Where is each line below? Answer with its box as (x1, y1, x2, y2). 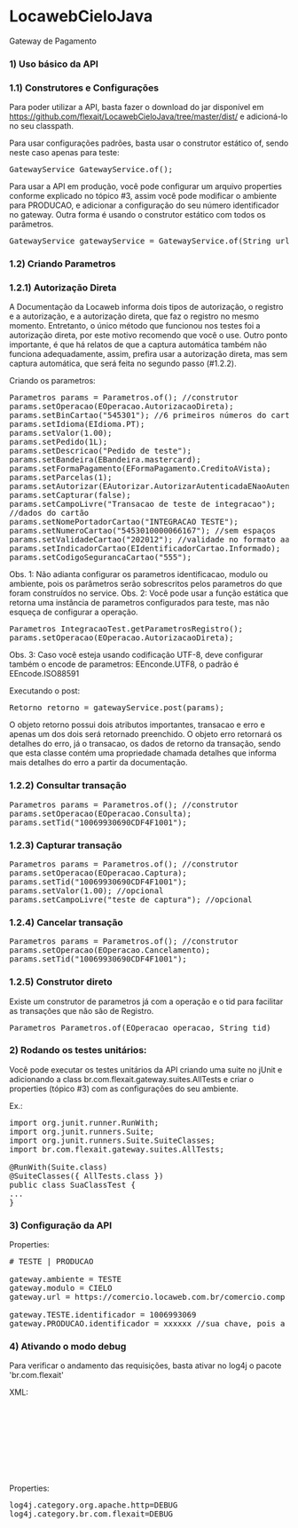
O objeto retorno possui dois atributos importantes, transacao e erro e (9, 719, 266, 730)
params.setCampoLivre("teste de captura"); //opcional (9, 894, 253, 905)
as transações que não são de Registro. (9, 1005, 154, 1016)
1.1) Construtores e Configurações (9, 82, 160, 94)
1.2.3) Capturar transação (9, 839, 122, 851)
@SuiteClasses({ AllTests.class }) (9, 1170, 164, 1181)
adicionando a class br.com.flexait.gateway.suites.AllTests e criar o (9, 1073, 255, 1084)
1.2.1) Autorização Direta (9, 281, 117, 294)
